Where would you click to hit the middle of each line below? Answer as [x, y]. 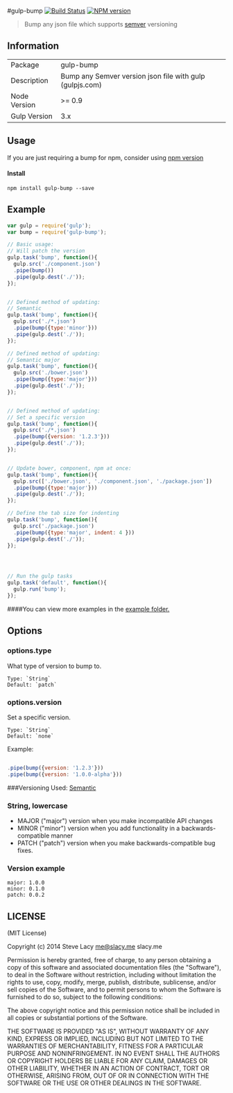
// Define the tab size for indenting [63, 513]
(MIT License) [27, 933]
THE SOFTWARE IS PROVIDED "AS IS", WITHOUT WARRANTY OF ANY [108, 1031]
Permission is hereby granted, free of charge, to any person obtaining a [109, 960]
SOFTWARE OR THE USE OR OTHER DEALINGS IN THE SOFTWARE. [104, 1083]
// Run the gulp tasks [40, 576]
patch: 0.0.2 [26, 895]
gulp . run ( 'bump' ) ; [40, 589]
